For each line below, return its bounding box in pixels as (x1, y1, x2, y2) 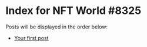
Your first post (14, 34, 49, 41)
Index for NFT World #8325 (5, 4, 142, 17)
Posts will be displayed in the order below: (5, 23, 108, 30)
